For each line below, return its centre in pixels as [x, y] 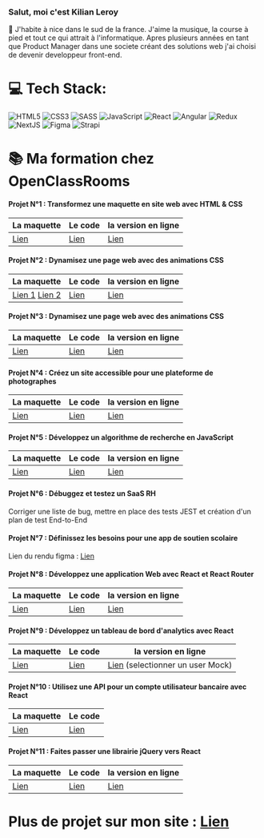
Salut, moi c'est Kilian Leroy [63, 12]
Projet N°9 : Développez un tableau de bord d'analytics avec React [121, 631]
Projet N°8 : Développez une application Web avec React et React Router [131, 574]
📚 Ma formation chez [81, 159]
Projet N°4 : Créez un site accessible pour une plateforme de [111, 373]
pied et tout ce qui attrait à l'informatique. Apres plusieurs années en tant [129, 38]
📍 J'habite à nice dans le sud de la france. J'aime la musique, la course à [128, 30]
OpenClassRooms [69, 181]
